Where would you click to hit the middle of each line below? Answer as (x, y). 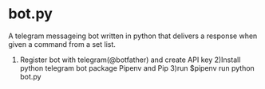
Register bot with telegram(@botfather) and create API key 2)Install (130, 60)
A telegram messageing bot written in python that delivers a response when (133, 36)
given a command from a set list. (62, 44)
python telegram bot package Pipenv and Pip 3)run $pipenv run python (137, 68)
